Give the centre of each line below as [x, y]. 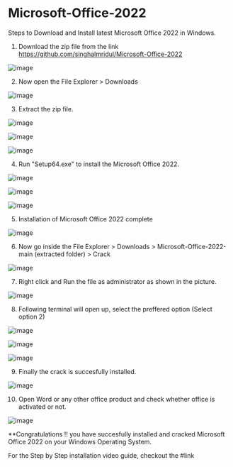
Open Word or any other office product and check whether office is [116, 399]
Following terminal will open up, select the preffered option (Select [115, 309]
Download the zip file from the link [68, 46]
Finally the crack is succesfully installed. [77, 371]
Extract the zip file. [46, 109]
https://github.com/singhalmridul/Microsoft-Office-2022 [100, 54]
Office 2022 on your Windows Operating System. [80, 441]
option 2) [32, 317]
